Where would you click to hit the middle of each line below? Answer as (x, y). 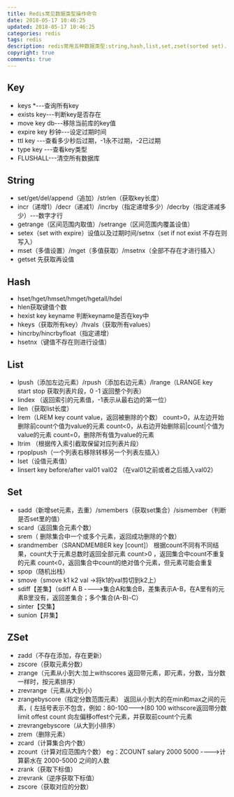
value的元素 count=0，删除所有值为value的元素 (86, 435)
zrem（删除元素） (43, 734)
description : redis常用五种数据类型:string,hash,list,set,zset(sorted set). (117, 46)
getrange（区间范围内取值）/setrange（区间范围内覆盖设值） (105, 224)
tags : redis (24, 40)
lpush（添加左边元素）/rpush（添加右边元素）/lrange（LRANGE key (115, 382)
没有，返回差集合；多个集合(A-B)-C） (88, 597)
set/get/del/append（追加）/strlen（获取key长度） (90, 198)
